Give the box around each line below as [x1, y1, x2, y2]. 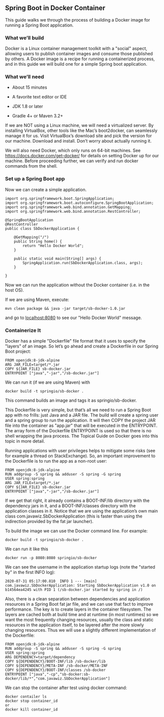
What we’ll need [5, 74, 44, 80]
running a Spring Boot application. [5, 22, 74, 28]
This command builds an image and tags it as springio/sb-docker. [5, 397, 137, 403]
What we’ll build [5, 34, 44, 41]
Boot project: [5, 348, 31, 354]
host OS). [5, 287, 24, 293]
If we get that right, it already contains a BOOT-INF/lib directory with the [5, 497, 150, 503]
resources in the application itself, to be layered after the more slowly [5, 622, 144, 628]
